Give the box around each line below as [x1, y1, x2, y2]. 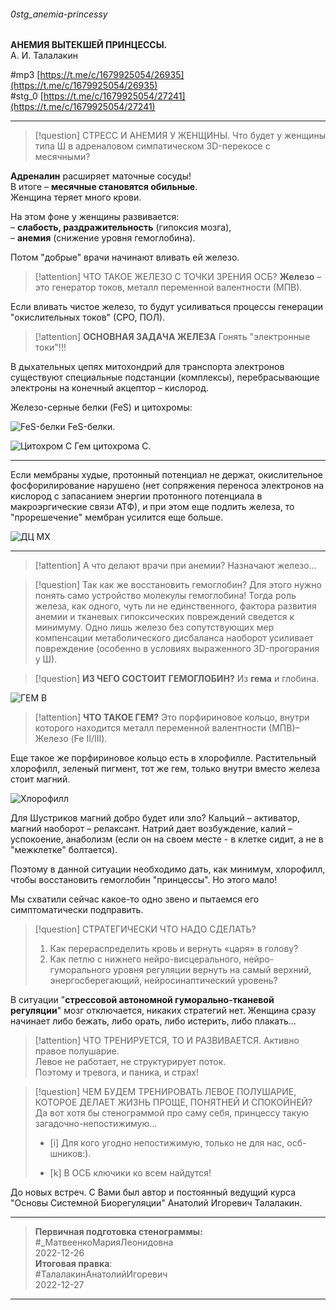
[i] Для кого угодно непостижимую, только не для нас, [49, 1137, 285, 1149]
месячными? [34, 151, 91, 163]
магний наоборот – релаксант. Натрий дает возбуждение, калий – [10, 823, 293, 835]
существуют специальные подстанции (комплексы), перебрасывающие [10, 371, 320, 384]
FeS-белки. [67, 421, 116, 433]
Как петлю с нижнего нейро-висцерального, [49, 953, 242, 965]
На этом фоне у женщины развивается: [10, 211, 180, 223]
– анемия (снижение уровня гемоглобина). [10, 232, 196, 244]
